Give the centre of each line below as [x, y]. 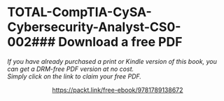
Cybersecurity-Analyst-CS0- [94, 27]
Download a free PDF [120, 42]
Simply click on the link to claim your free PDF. [75, 76]
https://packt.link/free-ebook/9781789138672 [118, 90]
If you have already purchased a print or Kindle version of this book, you [112, 61]
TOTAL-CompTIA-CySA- [79, 12]
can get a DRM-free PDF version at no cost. [71, 69]
